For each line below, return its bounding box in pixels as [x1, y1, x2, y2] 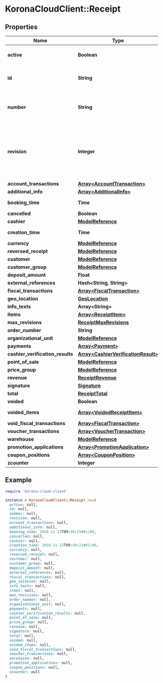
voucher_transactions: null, [9, 651, 68, 656]
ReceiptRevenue [77, 375, 116, 381]
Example [5, 476, 32, 485]
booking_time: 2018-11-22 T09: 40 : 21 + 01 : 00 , [9, 529, 97, 534]
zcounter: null [9, 669, 40, 674]
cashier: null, [9, 539, 40, 543]
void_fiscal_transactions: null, [9, 647, 77, 652]
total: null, [9, 633, 36, 638]
